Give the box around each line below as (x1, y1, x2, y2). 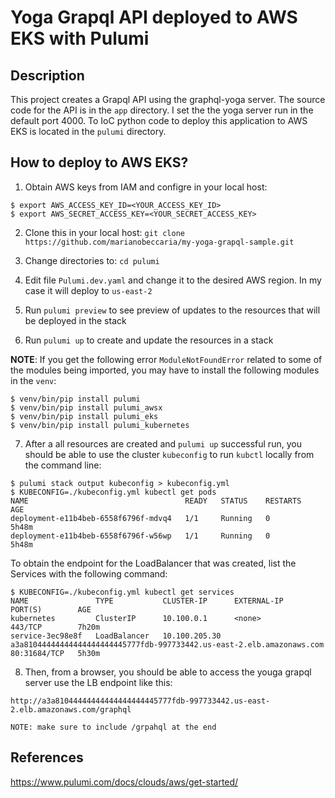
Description (10, 67, 85, 84)
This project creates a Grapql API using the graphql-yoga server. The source (10, 94, 326, 105)
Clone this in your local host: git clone (24, 226, 185, 238)
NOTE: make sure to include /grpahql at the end (10, 722, 217, 732)
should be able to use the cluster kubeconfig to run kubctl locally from (24, 448, 315, 460)
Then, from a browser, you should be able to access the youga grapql (24, 666, 312, 678)
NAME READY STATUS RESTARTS (10, 496, 302, 506)
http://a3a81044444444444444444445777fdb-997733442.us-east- (10, 696, 271, 706)
